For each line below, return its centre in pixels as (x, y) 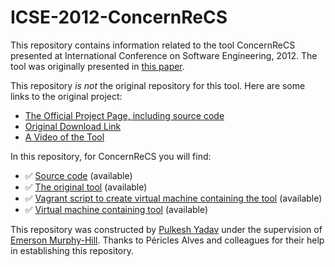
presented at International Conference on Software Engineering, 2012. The (164, 55)
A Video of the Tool (64, 137)
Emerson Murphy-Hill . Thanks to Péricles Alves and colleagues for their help (167, 240)
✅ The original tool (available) (86, 187)
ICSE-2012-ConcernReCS (119, 17)
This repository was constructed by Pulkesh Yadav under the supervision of (166, 229)
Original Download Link (73, 126)
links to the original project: (66, 96)
